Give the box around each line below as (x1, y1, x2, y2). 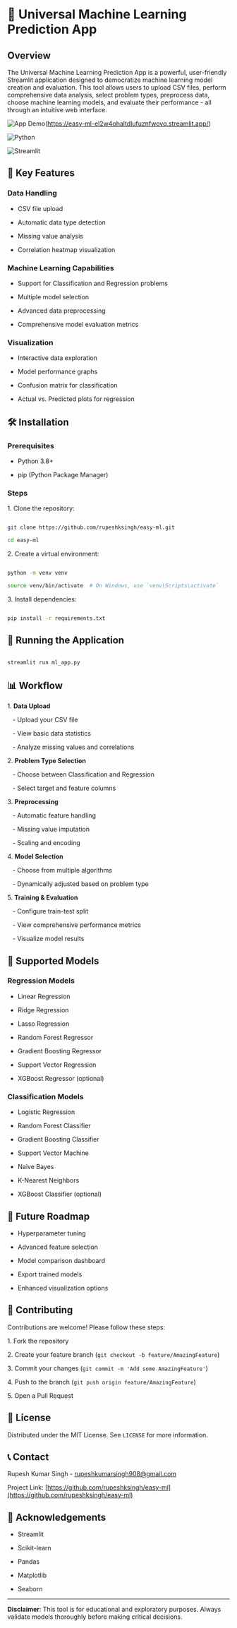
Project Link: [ (7, 1483, 48, 1492)
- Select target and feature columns (12, 784, 116, 793)
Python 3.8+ (17, 457, 54, 465)
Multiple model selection (17, 292, 90, 301)
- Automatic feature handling (12, 811, 97, 820)
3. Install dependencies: (7, 594, 77, 603)
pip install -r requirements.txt (7, 614, 106, 622)
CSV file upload (17, 204, 63, 213)
